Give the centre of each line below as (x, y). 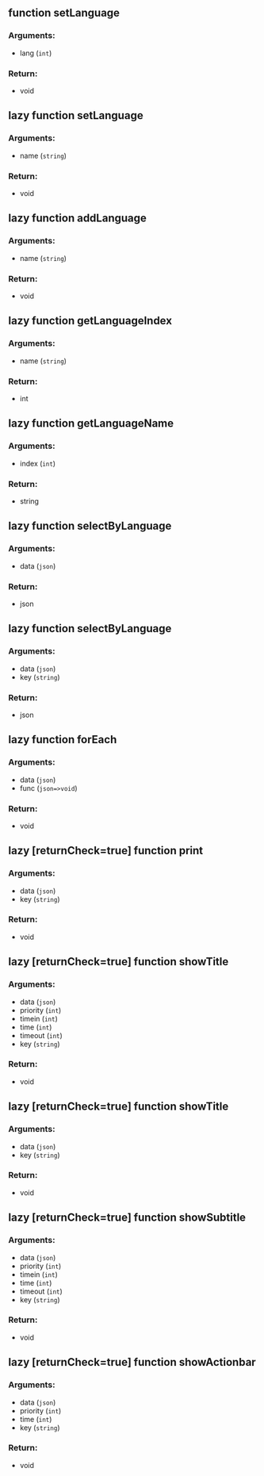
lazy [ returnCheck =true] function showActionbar (132, 1362)
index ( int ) (38, 463)
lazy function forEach (63, 740)
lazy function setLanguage (76, 115)
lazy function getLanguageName (91, 424)
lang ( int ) (36, 53)
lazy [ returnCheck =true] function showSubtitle (127, 1218)
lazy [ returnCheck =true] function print (106, 851)
